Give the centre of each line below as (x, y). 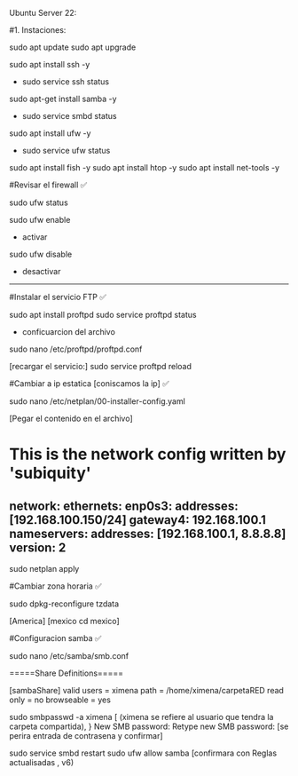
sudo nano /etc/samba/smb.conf (69, 656)
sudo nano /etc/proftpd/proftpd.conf (76, 349)
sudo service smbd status (69, 116)
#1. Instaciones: (38, 30)
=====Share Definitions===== (67, 673)
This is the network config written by (148, 454)
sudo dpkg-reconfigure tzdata (64, 604)
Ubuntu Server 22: (43, 13)
